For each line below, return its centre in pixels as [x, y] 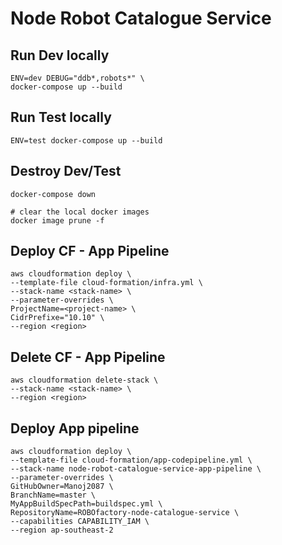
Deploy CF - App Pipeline [90, 251]
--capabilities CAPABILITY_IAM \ [80, 522]
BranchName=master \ [53, 495]
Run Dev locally [60, 55]
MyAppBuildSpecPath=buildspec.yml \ [86, 504]
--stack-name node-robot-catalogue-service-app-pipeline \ [136, 469]
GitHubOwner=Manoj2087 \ [62, 487]
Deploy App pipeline [75, 428]
